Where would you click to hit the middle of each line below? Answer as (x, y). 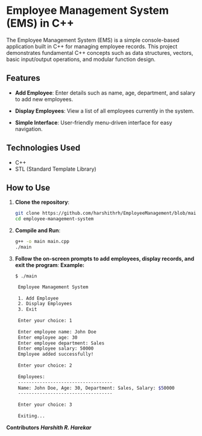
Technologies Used (43, 148)
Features (23, 78)
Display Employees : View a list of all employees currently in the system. (105, 111)
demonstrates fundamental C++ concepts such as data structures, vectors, (100, 52)
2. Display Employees (45, 304)
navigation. (29, 129)
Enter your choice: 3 (45, 405)
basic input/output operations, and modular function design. (81, 59)
